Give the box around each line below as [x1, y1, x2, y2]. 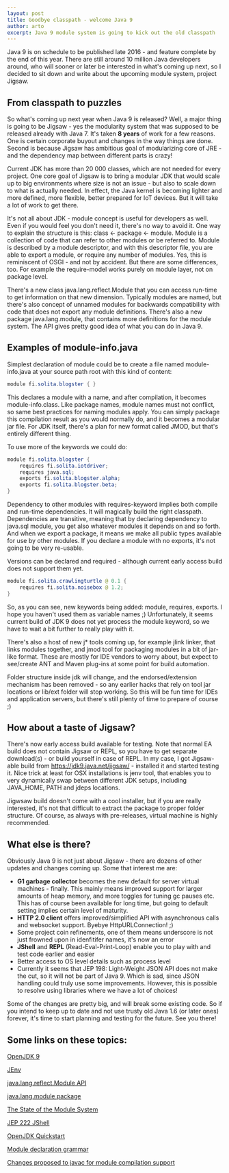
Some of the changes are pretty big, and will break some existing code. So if [7, 1000, 222, 1008]
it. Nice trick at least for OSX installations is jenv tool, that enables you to [7, 769, 212, 777]
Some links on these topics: [7, 1034, 128, 1046]
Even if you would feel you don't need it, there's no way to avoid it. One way [7, 222, 221, 230]
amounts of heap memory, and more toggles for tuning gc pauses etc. [16, 892, 215, 900]
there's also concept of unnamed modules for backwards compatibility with [7, 301, 220, 309]
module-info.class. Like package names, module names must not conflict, [7, 400, 215, 408]
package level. [7, 273, 49, 281]
